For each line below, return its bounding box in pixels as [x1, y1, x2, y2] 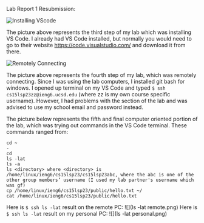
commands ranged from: [6, 128, 69, 135]
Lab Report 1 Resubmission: [6, 5, 76, 12]
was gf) [6, 182, 26, 188]
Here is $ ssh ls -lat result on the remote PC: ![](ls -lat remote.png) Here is [6, 204, 198, 211]
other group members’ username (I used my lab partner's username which [6, 177, 194, 183]
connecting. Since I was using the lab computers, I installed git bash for [6, 78, 185, 85]
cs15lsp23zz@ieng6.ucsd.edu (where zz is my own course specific [6, 91, 171, 98]
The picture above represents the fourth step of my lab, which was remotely [6, 72, 197, 78]
